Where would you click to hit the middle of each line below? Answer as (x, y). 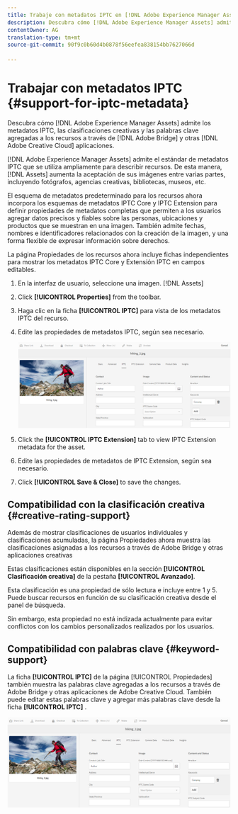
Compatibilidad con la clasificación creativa (106, 504)
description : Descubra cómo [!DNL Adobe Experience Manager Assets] (110, 22)
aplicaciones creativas (40, 555)
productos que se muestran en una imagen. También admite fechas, (107, 225)
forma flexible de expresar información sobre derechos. (89, 240)
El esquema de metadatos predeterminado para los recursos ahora (105, 196)
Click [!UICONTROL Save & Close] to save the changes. (99, 482)
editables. (22, 269)
